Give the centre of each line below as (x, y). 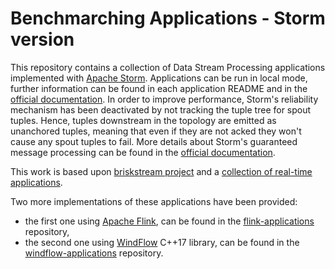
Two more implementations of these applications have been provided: (154, 201)
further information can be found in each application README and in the (159, 88)
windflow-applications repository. (94, 253)
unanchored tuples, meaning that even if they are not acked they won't (156, 131)
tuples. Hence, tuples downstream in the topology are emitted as (143, 120)
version (42, 39)
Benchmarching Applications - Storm (168, 18)
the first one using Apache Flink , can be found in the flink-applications (169, 221)
